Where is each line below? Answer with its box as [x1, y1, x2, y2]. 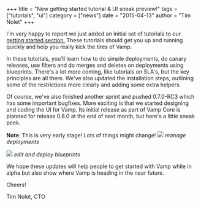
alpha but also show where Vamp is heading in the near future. [6, 169, 164, 177]
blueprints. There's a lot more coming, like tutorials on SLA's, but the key [6, 68, 190, 75]
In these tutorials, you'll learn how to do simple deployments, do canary [6, 55, 187, 62]
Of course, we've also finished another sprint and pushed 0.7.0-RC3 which [6, 93, 195, 100]
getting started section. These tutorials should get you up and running [6, 37, 183, 44]
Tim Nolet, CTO [6, 193, 46, 200]
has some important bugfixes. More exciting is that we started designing [6, 99, 189, 107]
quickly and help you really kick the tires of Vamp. [6, 43, 132, 50]
